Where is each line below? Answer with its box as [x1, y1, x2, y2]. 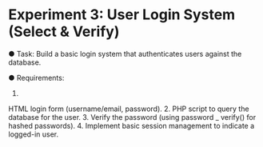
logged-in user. [8, 129, 58, 139]
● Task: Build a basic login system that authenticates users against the [8, 49, 242, 58]
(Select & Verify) [8, 22, 120, 41]
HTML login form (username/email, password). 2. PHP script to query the [8, 104, 249, 113]
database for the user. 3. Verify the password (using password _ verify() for [8, 112, 257, 121]
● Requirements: [8, 73, 65, 82]
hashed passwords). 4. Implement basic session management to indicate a [8, 121, 255, 130]
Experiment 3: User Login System [8, 6, 236, 24]
